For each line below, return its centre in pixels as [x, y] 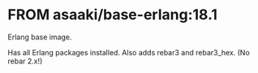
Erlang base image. [40, 37]
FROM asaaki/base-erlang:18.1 [113, 15]
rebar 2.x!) [25, 61]
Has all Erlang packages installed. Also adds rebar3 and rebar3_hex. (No [129, 52]
